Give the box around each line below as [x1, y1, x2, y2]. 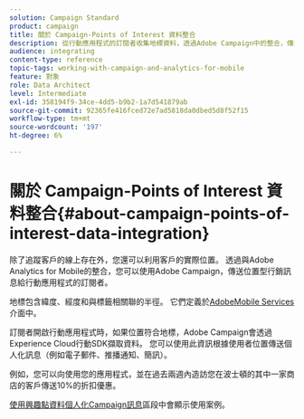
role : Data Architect [9, 81, 91, 90]
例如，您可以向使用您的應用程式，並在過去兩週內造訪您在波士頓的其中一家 [9, 368, 287, 379]
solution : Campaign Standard [9, 13, 119, 23]
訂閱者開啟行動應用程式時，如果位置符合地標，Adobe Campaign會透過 [9, 327, 273, 338]
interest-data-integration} [9, 224, 210, 244]
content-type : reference [9, 55, 103, 64]
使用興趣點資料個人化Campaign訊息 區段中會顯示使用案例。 [9, 399, 231, 410]
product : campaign [9, 22, 79, 31]
